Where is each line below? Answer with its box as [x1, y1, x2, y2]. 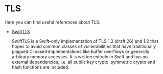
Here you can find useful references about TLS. [4, 19, 101, 25]
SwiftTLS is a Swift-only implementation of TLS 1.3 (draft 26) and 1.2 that [11, 38, 159, 44]
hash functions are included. [11, 64, 70, 70]
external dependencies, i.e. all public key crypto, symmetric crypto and [11, 59, 155, 65]
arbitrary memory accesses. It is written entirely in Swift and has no [11, 53, 148, 59]
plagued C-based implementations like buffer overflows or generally [11, 49, 150, 54]
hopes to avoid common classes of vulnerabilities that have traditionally [11, 43, 156, 49]
